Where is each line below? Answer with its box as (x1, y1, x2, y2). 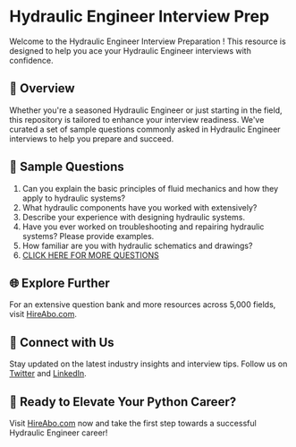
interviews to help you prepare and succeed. (9, 133, 174, 144)
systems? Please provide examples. (21, 230, 155, 241)
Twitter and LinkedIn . (9, 368, 87, 379)
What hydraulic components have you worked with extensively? (21, 202, 258, 212)
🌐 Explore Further (9, 275, 110, 290)
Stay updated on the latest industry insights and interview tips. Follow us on (9, 358, 288, 369)
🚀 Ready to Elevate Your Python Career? (9, 394, 237, 409)
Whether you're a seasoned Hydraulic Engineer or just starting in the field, (9, 105, 283, 116)
